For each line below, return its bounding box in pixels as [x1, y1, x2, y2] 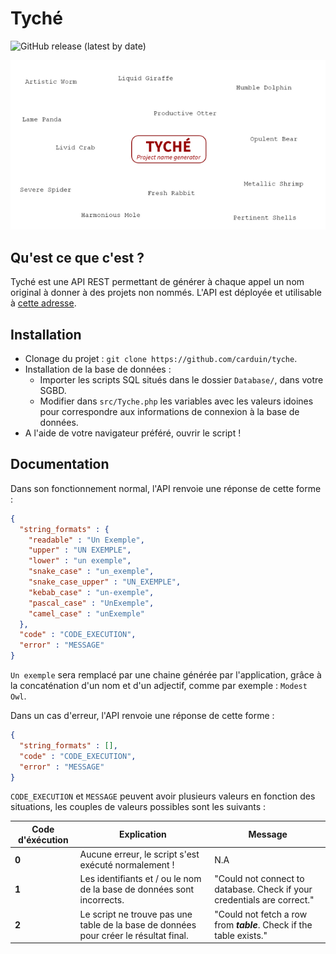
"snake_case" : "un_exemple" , [28, 567, 155, 577]
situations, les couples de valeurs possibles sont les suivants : [10, 801, 267, 813]
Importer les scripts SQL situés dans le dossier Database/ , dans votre [39, 373, 324, 386]
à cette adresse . [10, 297, 77, 309]
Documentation [10, 456, 110, 473]
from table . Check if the [214, 918, 313, 931]
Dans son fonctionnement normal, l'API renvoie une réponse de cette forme [10, 482, 322, 494]
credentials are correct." [214, 894, 315, 906]
